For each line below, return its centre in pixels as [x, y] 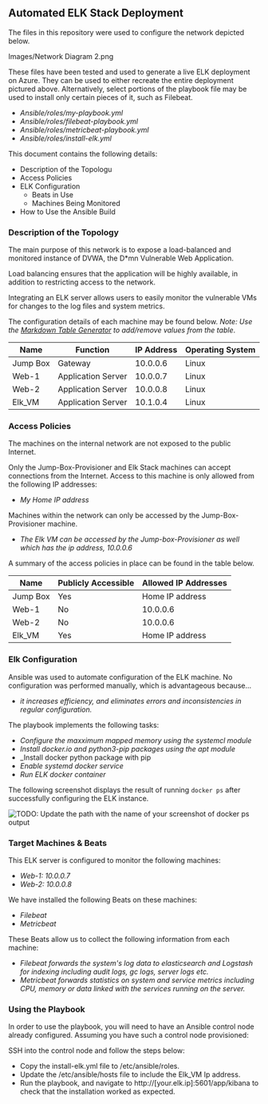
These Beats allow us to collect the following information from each [119, 939]
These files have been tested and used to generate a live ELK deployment [129, 72]
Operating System [220, 350]
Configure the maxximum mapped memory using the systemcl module [136, 740]
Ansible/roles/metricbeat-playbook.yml [84, 129]
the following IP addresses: [53, 484]
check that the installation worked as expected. [97, 1092]
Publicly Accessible [96, 583]
